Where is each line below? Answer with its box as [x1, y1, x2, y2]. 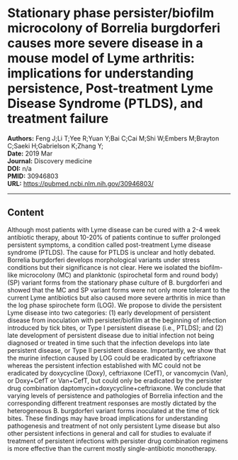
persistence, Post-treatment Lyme [7, 80, 214, 97]
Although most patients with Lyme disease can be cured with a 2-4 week [7, 225, 221, 234]
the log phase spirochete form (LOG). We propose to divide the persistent [7, 300, 222, 310]
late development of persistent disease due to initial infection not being [7, 331, 215, 339]
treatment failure [7, 111, 108, 127]
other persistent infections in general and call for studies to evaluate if [7, 429, 212, 437]
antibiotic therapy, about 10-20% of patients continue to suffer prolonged [7, 233, 221, 241]
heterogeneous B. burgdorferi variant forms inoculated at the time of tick [7, 406, 220, 415]
